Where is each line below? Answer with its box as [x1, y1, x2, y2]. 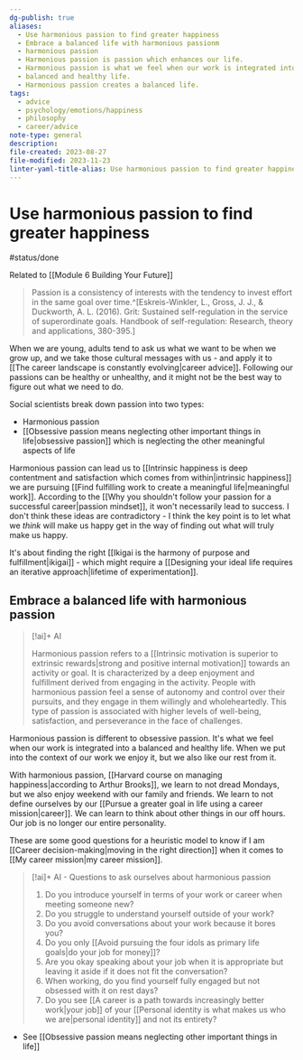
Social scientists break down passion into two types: [9, 399, 205, 410]
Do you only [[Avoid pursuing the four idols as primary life [44, 937, 260, 948]
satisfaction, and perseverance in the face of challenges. [31, 715, 243, 727]
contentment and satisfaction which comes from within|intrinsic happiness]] [9, 472, 292, 483]
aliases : [9, 22, 42, 31]
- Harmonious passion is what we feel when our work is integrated [17, 64, 277, 73]
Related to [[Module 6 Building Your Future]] [9, 270, 173, 281]
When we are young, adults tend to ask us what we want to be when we [9, 343, 277, 354]
